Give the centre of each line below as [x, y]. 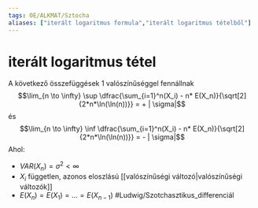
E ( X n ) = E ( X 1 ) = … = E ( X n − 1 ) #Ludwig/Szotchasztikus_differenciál [127, 196]
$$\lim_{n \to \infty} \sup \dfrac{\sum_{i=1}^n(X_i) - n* [105, 96]
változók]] [36, 187]
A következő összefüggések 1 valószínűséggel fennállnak [101, 84]
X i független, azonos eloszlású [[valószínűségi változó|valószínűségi [131, 177]
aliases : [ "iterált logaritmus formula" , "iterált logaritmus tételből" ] [130, 23]
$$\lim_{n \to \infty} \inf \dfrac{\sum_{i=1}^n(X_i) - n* [105, 129]
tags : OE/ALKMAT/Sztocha [49, 15]
